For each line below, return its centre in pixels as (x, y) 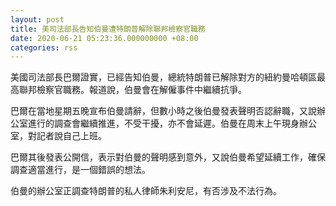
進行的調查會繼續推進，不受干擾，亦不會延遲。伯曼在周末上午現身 (163, 123)
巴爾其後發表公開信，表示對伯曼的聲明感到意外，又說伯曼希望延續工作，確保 (168, 157)
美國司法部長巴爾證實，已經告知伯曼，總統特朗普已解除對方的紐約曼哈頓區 (163, 77)
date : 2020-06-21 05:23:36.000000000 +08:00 (104, 38)
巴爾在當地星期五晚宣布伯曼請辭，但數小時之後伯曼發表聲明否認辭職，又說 (163, 111)
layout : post (37, 19)
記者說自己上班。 (71, 136)
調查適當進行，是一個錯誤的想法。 (80, 170)
